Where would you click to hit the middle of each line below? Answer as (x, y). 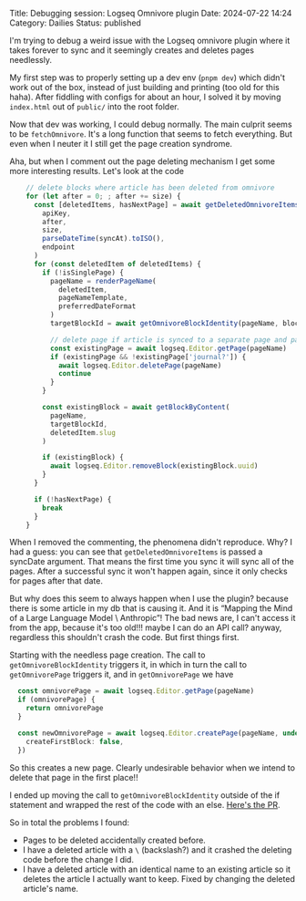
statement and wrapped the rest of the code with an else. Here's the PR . (145, 804)
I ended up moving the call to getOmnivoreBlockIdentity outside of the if (145, 795)
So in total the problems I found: (70, 822)
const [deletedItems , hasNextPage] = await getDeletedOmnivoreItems (166, 204)
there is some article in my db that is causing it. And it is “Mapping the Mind (151, 608)
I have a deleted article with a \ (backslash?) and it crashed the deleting (157, 849)
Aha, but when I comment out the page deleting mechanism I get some (143, 161)
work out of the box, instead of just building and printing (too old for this (144, 87)
